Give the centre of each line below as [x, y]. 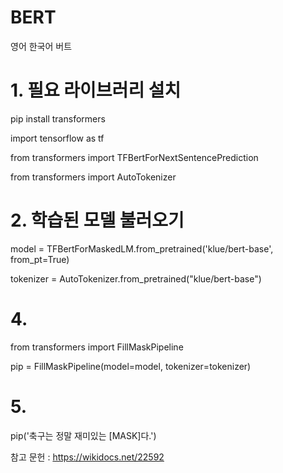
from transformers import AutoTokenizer [93, 177]
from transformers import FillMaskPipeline [97, 347]
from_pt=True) [40, 259]
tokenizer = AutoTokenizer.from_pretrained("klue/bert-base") [136, 278]
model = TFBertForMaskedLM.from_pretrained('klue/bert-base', [142, 248]
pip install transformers [58, 118]
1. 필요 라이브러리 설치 [96, 90]
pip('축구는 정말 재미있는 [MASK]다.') [83, 435]
